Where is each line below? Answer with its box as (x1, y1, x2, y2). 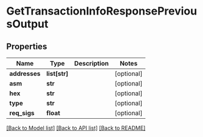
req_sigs (9, 109, 35, 117)
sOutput (6, 17, 49, 31)
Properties (6, 41, 47, 52)
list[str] (46, 70, 69, 78)
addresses (9, 70, 41, 78)
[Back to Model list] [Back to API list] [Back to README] (6, 124, 146, 132)
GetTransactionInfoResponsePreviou (6, 4, 198, 18)
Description (74, 59, 109, 67)
